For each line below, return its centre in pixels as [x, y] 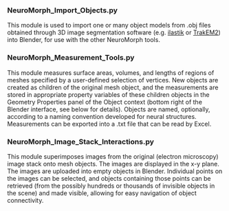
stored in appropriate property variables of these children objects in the [108, 94]
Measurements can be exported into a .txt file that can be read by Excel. [109, 124]
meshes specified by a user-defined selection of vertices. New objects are [113, 80]
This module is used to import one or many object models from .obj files [109, 25]
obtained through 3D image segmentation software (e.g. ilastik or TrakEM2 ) [114, 32]
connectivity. [25, 200]
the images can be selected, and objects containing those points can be [109, 178]
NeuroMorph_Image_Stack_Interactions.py [81, 142]
